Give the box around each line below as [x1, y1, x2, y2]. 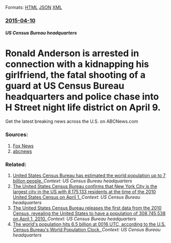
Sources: [5, 131, 29, 138]
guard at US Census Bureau [5, 80, 125, 91]
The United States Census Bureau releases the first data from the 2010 [12, 205, 162, 211]
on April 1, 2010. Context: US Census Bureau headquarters [12, 216, 136, 222]
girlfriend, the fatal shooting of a [5, 69, 145, 80]
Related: [5, 160, 27, 168]
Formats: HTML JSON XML [5, 5, 62, 10]
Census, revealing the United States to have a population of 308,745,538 [12, 210, 166, 217]
